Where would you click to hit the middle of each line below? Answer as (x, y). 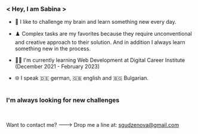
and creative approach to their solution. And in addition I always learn (100, 42)
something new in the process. (53, 49)
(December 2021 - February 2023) (57, 67)
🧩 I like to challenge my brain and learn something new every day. (96, 22)
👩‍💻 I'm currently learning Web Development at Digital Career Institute (100, 60)
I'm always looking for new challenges (63, 100)
